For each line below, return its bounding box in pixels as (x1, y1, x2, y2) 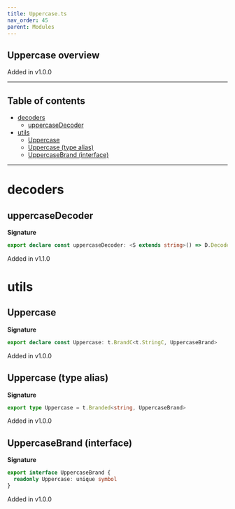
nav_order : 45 (7, 17, 49, 24)
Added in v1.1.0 (7, 254, 50, 263)
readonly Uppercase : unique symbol (13, 476, 117, 483)
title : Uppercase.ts (7, 10, 68, 18)
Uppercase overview (7, 49, 100, 61)
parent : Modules (7, 23, 55, 30)
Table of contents (7, 95, 85, 107)
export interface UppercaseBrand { (7, 469, 111, 477)
